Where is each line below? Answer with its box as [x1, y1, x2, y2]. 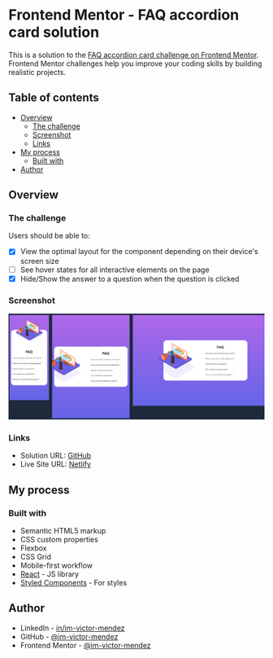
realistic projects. [8, 67, 67, 77]
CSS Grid [19, 552, 51, 562]
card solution [8, 23, 100, 42]
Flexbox [19, 543, 47, 553]
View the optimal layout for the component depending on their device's [19, 247, 258, 257]
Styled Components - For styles [19, 578, 128, 588]
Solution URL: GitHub [19, 450, 92, 461]
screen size [19, 256, 59, 265]
